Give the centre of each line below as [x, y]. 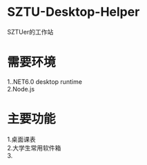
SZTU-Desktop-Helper [73, 12]
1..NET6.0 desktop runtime [45, 81]
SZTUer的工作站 [30, 32]
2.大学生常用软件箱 [34, 148]
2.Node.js [21, 89]
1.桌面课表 [21, 139]
